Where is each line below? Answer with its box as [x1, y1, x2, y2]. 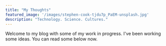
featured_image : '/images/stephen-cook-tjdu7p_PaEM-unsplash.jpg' [5, 12, 149, 17]
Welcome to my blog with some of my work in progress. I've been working [5, 31, 161, 37]
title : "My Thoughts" [5, 7, 51, 13]
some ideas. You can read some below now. [5, 36, 98, 42]
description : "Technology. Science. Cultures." [5, 17, 108, 22]
